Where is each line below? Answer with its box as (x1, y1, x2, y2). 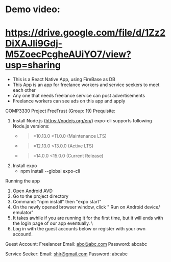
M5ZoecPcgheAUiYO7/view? (5, 48, 132, 60)
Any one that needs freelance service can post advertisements (12, 93, 145, 99)
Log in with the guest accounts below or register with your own (12, 226, 145, 232)
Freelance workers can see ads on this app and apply (12, 98, 126, 104)
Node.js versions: (12, 123, 50, 129)
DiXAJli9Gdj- (5, 38, 63, 49)
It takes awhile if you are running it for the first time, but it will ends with (12, 215, 163, 221)
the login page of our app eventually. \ (12, 220, 93, 226)
